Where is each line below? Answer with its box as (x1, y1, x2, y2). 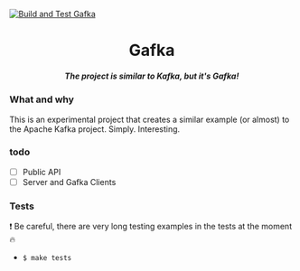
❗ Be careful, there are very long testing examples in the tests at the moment (9, 221, 292, 232)
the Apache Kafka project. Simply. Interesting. (9, 123, 181, 135)
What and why (9, 93, 75, 106)
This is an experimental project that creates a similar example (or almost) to (9, 114, 290, 125)
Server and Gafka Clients (22, 176, 117, 187)
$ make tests (22, 254, 72, 263)
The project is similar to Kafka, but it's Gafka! (64, 70, 239, 81)
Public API (22, 166, 61, 177)
